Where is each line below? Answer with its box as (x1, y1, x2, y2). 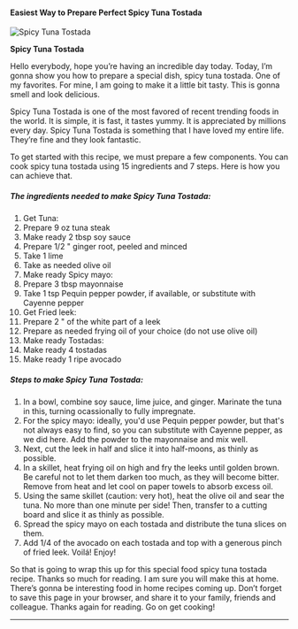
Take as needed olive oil (22, 260, 111, 271)
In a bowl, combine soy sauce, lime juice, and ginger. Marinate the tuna (22, 396, 282, 407)
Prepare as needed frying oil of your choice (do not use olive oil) (22, 326, 258, 336)
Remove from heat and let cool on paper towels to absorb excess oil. (22, 481, 273, 492)
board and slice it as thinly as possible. (22, 510, 164, 520)
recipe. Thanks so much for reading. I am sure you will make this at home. (10, 573, 279, 584)
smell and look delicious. (10, 89, 100, 100)
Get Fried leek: (22, 307, 77, 318)
